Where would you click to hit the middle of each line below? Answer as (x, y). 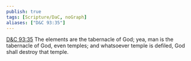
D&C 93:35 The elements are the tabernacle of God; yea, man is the (90, 40)
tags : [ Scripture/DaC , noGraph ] (46, 17)
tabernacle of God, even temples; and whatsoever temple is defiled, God (96, 46)
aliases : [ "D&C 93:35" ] (36, 23)
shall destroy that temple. (37, 52)
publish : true (24, 12)
